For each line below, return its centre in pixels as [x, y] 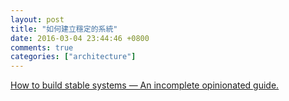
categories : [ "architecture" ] [73, 57]
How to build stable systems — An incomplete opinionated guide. [145, 85]
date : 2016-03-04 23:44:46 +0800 [80, 38]
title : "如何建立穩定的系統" [64, 29]
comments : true [42, 47]
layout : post [37, 19]
